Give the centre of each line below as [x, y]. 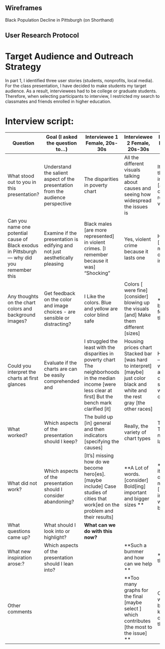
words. [132, 474]
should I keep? [61, 442]
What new [19, 552]
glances [17, 384]
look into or [57, 531]
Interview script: [40, 121]
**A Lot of [137, 468]
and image [56, 306]
